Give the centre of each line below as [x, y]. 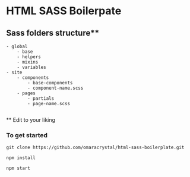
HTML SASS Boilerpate [64, 11]
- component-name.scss [56, 88]
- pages [26, 93]
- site [14, 72]
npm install [21, 158]
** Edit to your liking [31, 120]
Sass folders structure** [53, 33]
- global [17, 46]
